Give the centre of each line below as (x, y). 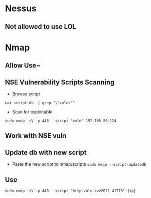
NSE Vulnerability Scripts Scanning (60, 82)
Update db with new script (46, 152)
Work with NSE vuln (36, 136)
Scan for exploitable (32, 112)
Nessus (21, 9)
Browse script (26, 94)
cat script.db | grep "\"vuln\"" (40, 103)
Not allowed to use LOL (41, 27)
